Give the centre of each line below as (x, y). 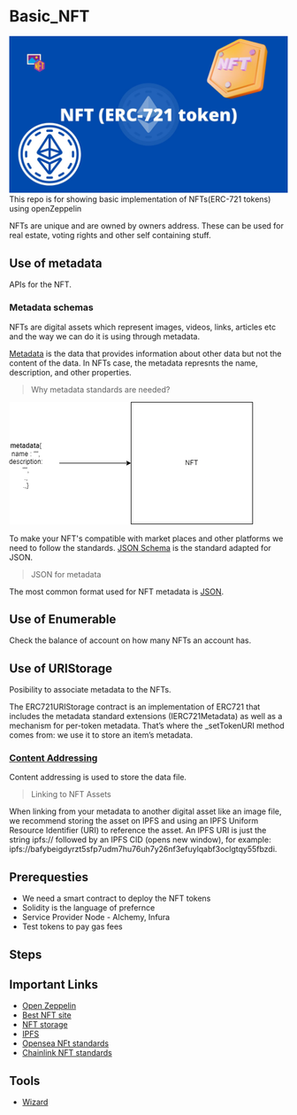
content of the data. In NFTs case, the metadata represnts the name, (133, 363)
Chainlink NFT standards (67, 1053)
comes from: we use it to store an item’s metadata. (101, 735)
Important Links (54, 985)
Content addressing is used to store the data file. (98, 778)
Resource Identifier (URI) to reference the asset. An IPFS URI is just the (138, 831)
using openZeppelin (46, 209)
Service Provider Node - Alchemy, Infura (96, 918)
